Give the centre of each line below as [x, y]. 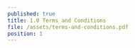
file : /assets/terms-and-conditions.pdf [68, 27]
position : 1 [25, 34]
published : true [31, 14]
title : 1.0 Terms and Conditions [57, 20]
